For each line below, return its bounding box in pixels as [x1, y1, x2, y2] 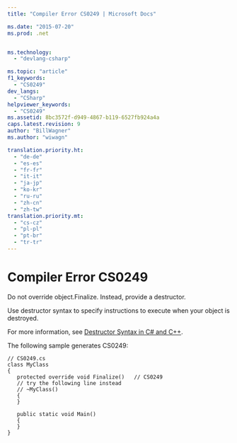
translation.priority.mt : [7, 212, 83, 219]
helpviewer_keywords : [7, 100, 71, 108]
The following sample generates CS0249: [7, 341, 129, 350]
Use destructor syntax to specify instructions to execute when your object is [7, 306, 230, 315]
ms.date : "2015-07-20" [7, 23, 74, 30]
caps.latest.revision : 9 [7, 121, 81, 128]
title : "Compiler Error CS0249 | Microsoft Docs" [7, 10, 157, 18]
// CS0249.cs [7, 355, 46, 362]
